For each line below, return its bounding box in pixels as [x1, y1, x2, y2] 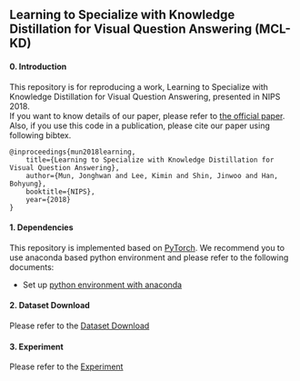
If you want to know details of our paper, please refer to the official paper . [9, 110, 285, 121]
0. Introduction [9, 61, 67, 72]
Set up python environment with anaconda [22, 279, 183, 290]
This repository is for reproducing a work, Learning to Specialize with [9, 81, 268, 92]
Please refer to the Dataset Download [9, 320, 150, 331]
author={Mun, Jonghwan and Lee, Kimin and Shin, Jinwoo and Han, [25, 171, 279, 180]
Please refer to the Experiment [9, 361, 124, 372]
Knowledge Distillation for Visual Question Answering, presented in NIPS [9, 91, 281, 102]
